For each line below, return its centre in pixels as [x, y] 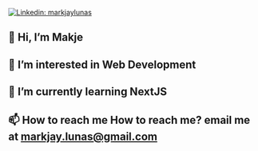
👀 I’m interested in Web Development [102, 64]
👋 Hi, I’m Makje [46, 37]
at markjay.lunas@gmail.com [83, 136]
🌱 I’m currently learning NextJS [88, 92]
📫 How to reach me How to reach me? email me [129, 120]
